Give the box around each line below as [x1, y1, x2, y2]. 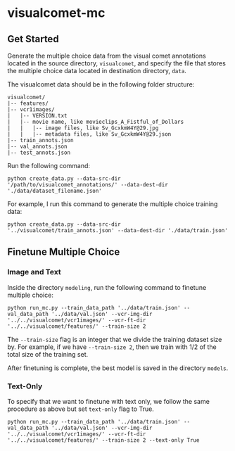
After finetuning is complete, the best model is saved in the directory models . [7, 364, 229, 372]
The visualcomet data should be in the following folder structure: [7, 80, 195, 89]
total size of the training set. [7, 350, 89, 358]
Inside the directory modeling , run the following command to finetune [7, 283, 207, 291]
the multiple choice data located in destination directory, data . [7, 67, 186, 75]
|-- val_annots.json [7, 143, 68, 150]
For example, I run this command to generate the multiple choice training [7, 200, 218, 208]
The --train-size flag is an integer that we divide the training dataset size [7, 335, 222, 343]
